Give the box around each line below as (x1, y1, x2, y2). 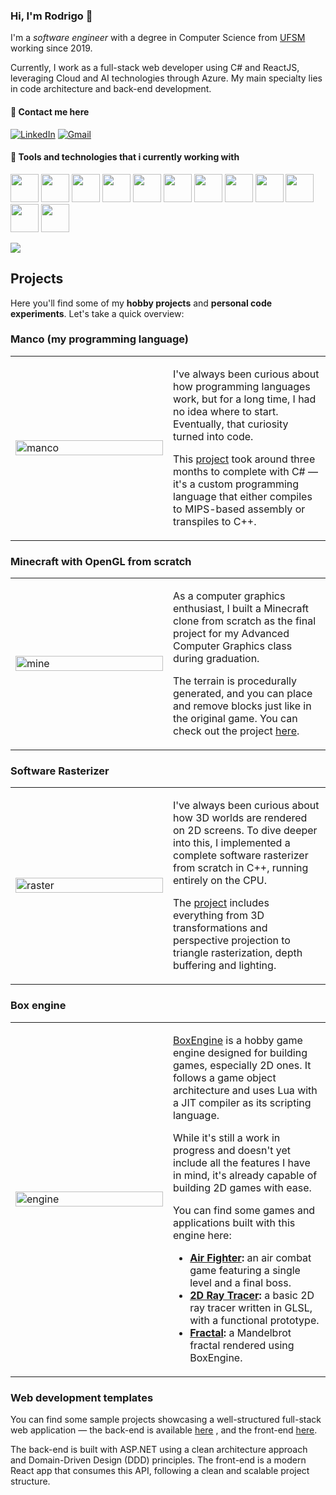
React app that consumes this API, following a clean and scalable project (10, 1465, 310, 1476)
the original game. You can (173, 712, 298, 726)
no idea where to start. (173, 404, 279, 418)
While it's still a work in (173, 1130, 281, 1144)
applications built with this (173, 1215, 296, 1229)
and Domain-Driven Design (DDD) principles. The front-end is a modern (10, 1454, 307, 1466)
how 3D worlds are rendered (173, 811, 308, 825)
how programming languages (173, 379, 311, 393)
